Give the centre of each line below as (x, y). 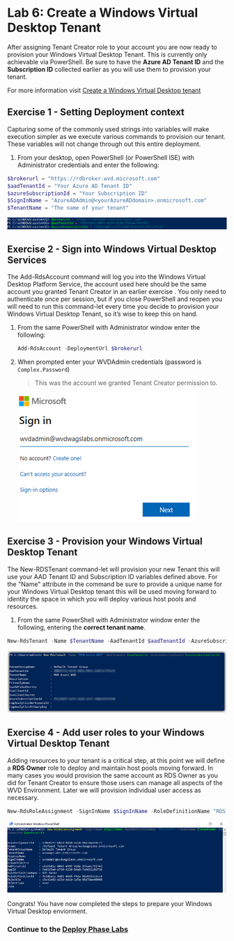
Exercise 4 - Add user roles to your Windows (106, 732)
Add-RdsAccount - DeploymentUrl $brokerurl (80, 349)
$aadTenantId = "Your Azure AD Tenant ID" (70, 186)
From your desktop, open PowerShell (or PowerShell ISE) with (106, 157)
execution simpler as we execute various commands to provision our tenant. (117, 136)
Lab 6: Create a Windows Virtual (103, 13)
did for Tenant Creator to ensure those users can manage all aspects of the (115, 782)
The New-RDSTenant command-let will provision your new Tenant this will (114, 569)
